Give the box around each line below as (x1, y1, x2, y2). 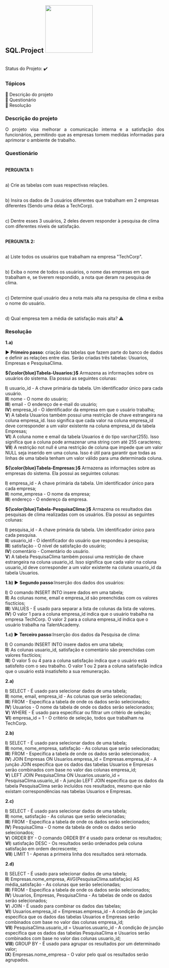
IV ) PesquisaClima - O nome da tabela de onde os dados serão (5, 824, 136, 830)
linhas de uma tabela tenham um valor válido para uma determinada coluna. (5, 455, 163, 461)
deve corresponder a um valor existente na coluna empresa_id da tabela (5, 423, 155, 429)
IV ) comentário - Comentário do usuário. (5, 548, 90, 554)
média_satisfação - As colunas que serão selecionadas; (5, 881, 121, 887)
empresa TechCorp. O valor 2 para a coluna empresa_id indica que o (5, 616, 148, 622)
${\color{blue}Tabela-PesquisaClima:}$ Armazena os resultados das (5, 506, 152, 512)
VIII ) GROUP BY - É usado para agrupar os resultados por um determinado (5, 941, 160, 947)
